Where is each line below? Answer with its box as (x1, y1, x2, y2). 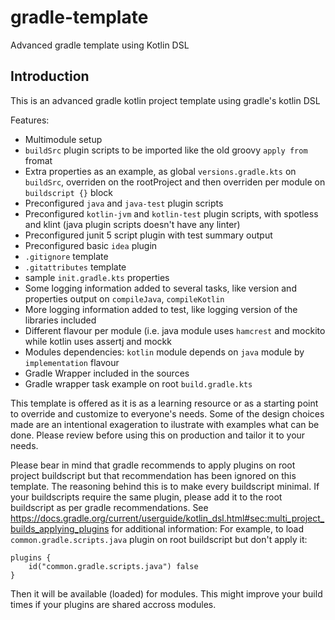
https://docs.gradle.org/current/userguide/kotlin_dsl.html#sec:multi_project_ (10, 512, 325, 524)
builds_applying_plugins (10, 522, 110, 535)
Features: (10, 114, 50, 126)
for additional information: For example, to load (111, 522, 305, 535)
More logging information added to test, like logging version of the (24, 303, 298, 315)
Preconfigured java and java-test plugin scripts (24, 197, 224, 209)
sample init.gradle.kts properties (24, 271, 170, 283)
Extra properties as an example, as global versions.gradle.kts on (24, 165, 297, 177)
